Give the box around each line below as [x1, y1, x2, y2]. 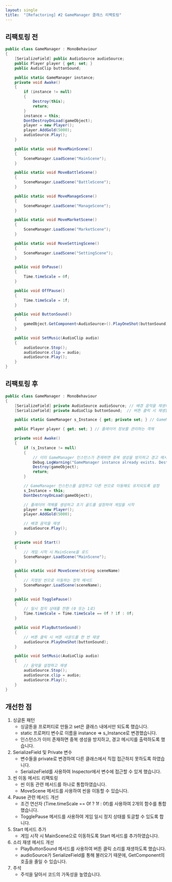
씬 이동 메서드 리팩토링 [12, 775, 58, 781]
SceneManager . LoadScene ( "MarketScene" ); [24, 227, 111, 232]
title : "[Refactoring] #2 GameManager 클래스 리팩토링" [5, 12, 122, 17]
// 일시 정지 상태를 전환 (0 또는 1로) [24, 606, 96, 611]
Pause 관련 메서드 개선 [12, 794, 59, 800]
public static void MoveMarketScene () [14, 217, 97, 223]
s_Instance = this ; [24, 488, 66, 493]
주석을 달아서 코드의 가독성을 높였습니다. [20, 871, 101, 877]
